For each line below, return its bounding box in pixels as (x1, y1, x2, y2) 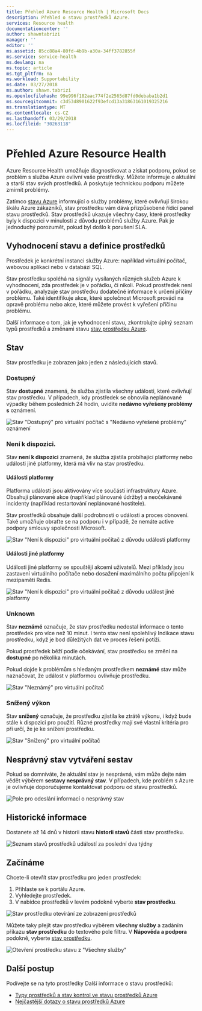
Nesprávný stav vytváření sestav (6, 755, 133, 765)
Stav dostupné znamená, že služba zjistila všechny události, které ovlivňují (6, 387, 192, 395)
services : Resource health (6, 20, 74, 26)
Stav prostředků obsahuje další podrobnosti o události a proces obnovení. (6, 512, 189, 519)
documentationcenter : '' (6, 25, 69, 32)
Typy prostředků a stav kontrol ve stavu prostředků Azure (14, 991, 158, 998)
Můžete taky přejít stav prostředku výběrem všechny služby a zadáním (6, 921, 183, 929)
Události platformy (6, 474, 54, 481)
